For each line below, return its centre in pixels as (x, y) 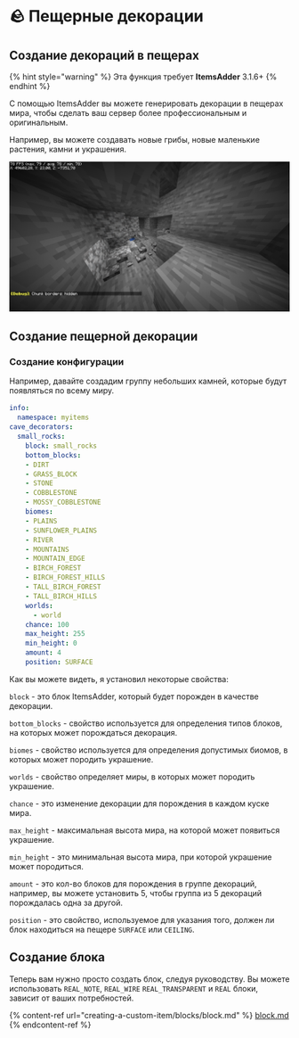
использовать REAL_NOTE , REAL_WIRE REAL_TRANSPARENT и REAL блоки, (134, 988)
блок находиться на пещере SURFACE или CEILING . (102, 929)
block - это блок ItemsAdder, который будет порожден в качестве (134, 696)
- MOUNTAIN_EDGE (56, 559)
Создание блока (57, 957)
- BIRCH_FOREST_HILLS (65, 578)
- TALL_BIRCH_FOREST (63, 587)
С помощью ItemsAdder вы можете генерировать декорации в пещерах (146, 103)
